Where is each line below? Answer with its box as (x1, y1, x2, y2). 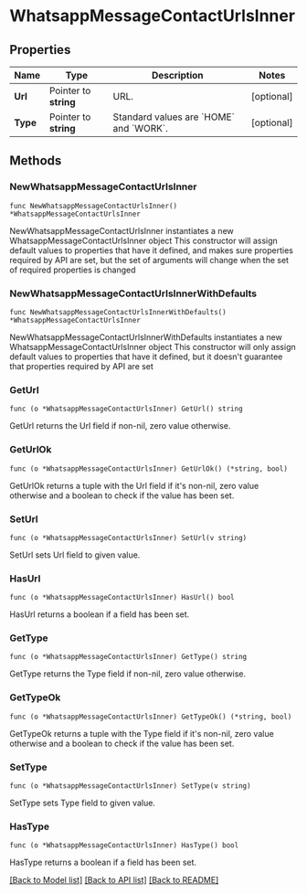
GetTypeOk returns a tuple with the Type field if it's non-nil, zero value (9, 728, 274, 739)
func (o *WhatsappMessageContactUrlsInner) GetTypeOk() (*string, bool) (9, 712, 292, 721)
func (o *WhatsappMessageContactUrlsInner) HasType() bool (9, 841, 239, 850)
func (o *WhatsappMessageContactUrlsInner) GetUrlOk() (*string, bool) (9, 463, 288, 474)
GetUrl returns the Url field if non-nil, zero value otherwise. (9, 420, 231, 431)
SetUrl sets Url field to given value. (9, 549, 141, 560)
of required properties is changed (9, 264, 136, 275)
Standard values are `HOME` (112, 111, 235, 123)
